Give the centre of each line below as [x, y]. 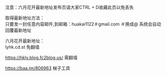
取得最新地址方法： [25, 18]
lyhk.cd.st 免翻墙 [22, 47]
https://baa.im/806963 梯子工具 [38, 68]
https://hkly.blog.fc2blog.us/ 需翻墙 [41, 58]
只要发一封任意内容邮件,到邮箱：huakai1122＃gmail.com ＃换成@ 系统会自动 [83, 24]
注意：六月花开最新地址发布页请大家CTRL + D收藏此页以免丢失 [70, 7]
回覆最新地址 [18, 30]
